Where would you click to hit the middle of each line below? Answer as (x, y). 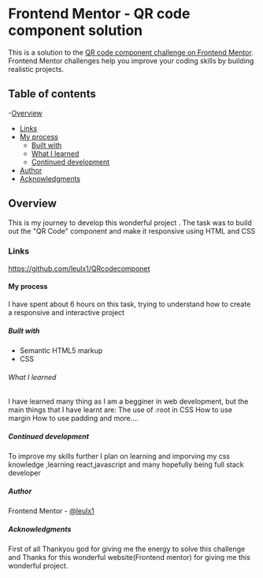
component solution (76, 30)
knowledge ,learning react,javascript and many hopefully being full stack (126, 465)
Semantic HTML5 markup (61, 351)
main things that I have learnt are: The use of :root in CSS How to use (120, 410)
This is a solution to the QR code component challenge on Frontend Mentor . (131, 52)
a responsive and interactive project (66, 313)
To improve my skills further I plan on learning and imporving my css (119, 456)
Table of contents (52, 94)
